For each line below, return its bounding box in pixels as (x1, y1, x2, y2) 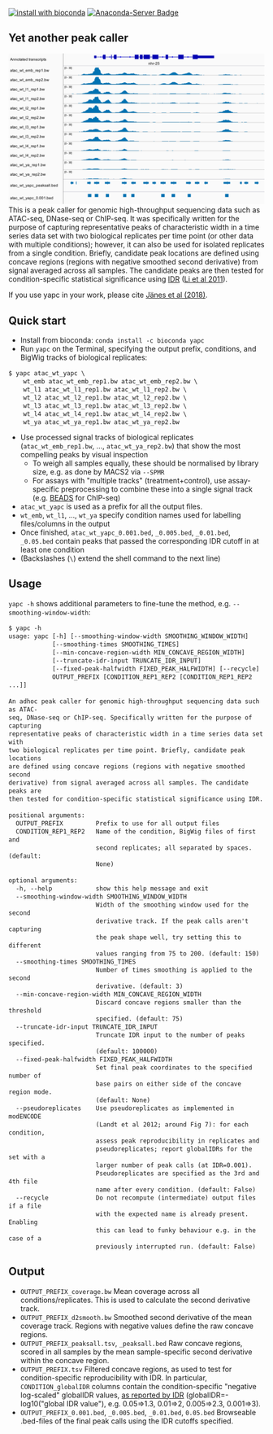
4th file (8, 1177, 38, 1186)
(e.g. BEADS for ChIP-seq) (32, 492, 121, 502)
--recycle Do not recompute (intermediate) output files (15, 1193, 256, 1202)
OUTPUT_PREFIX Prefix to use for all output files (15, 819, 220, 828)
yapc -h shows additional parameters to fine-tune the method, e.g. (8, 598, 232, 608)
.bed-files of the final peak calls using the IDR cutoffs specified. (19, 1416, 234, 1426)
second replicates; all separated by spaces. (95, 843, 253, 852)
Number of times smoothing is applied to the (95, 965, 253, 974)
